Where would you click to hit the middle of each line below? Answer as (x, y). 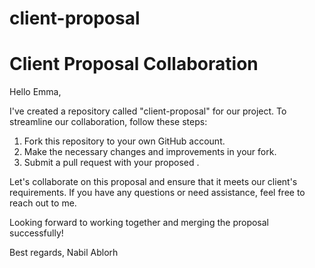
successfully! (36, 233)
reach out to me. (43, 203)
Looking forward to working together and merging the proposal (139, 223)
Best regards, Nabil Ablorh (64, 253)
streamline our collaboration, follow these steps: (108, 122)
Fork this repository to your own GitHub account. (124, 141)
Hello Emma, (35, 92)
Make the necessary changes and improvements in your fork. (150, 152)
